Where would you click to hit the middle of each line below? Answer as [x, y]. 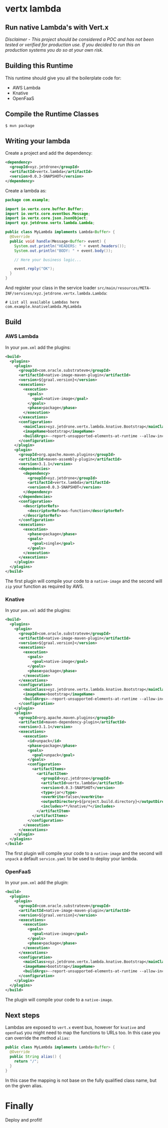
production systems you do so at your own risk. [54, 50]
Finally [19, 1106]
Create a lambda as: [26, 190]
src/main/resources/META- [124, 288]
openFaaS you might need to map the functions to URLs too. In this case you [83, 1033]
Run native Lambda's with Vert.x [57, 27]
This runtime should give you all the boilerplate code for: [63, 78]
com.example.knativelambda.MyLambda [43, 307]
